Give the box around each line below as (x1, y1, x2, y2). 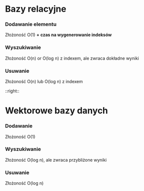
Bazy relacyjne (5, 3, 67, 15)
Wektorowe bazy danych (5, 105, 108, 116)
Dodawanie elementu (5, 21, 57, 28)
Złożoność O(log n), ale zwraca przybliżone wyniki (5, 157, 107, 163)
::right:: (5, 88, 20, 94)
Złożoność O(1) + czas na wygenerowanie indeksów (5, 32, 112, 38)
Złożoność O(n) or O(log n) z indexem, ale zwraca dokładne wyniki (5, 55, 139, 61)
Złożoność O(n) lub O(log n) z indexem (5, 79, 83, 85)
